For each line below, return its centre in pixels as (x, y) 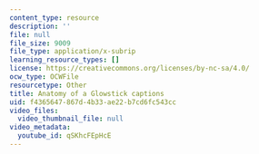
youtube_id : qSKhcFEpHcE (65, 136)
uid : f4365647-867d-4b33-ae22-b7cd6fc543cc (93, 102)
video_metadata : (40, 128)
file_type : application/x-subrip (73, 52)
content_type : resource (55, 18)
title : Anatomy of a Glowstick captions (87, 93)
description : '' (40, 26)
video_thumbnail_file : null (71, 119)
